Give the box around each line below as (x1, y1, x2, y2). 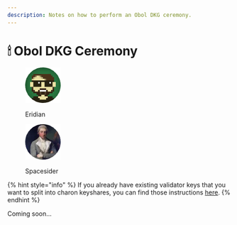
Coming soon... (7, 209, 52, 218)
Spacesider (25, 167, 59, 175)
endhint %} (7, 195, 40, 204)
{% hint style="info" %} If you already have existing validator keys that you (7, 180, 226, 189)
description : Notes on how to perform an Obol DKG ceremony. (7, 11, 192, 18)
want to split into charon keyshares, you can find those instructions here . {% (7, 188, 231, 197)
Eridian (25, 110, 46, 119)
